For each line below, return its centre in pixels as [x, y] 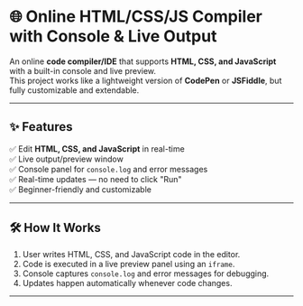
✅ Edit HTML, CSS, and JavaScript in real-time [97, 148]
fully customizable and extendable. [74, 90]
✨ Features [41, 127]
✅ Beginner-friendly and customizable [80, 189]
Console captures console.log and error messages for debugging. [146, 274]
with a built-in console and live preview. [83, 70]
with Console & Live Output [113, 37]
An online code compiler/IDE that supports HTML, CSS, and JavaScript [143, 61]
